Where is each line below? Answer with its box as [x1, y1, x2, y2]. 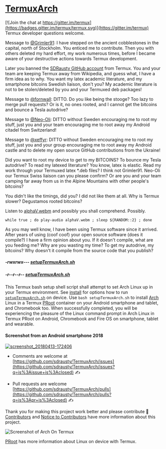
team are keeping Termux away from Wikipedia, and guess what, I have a [5, 70, 156, 76]
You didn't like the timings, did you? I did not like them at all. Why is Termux [5, 193, 160, 199]
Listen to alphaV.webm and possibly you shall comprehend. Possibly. [5, 208, 146, 214]
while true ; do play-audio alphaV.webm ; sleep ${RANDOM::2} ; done [5, 217, 153, 222]
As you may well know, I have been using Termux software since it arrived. [5, 226, 158, 232]
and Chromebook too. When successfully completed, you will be [5, 305, 138, 311]
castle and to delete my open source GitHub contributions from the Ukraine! [5, 147, 161, 153]
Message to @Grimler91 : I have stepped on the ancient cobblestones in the [5, 39, 159, 45]
